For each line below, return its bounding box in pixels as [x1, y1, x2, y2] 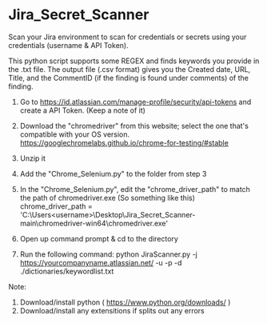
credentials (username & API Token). [8, 40, 130, 50]
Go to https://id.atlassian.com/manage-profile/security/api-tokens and [19, 97, 252, 106]
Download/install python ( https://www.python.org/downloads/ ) [19, 297, 231, 307]
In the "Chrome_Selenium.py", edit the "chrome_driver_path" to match [19, 184, 250, 193]
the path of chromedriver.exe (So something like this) [19, 193, 196, 202]
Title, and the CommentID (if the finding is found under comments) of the [8, 73, 249, 82]
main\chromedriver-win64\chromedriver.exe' [19, 218, 169, 228]
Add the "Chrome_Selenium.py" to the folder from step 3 [19, 169, 207, 178]
